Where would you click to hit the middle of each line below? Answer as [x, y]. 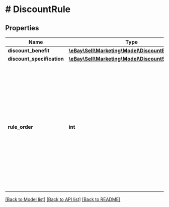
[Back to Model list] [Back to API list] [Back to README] [63, 199]
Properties [22, 28]
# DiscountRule [38, 9]
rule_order [21, 127]
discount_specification [36, 59]
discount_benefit [29, 50]
